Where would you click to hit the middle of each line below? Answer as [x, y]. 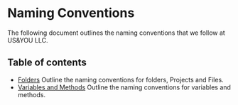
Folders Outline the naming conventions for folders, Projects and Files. [120, 79]
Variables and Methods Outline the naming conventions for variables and [124, 87]
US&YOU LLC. [28, 40]
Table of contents [47, 63]
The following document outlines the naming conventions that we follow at [116, 33]
